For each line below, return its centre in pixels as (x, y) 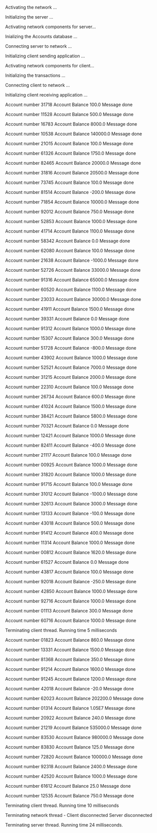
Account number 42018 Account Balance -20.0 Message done (69, 689)
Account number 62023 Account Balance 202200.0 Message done (74, 698)
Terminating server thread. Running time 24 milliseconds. (64, 825)
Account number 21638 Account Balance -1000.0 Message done (72, 260)
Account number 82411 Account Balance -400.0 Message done (70, 445)
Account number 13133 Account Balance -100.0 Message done (70, 513)
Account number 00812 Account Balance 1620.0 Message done (71, 552)
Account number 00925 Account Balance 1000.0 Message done (71, 465)
